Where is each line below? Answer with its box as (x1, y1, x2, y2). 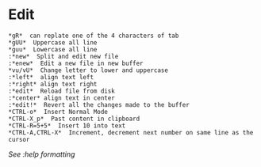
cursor (8, 135, 30, 143)
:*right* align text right (8, 80, 98, 88)
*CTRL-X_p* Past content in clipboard (8, 115, 140, 123)
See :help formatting (8, 149, 75, 159)
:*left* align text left (8, 73, 94, 81)
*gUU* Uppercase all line (8, 38, 98, 47)
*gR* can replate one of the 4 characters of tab (8, 32, 179, 40)
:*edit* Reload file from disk (8, 87, 115, 95)
